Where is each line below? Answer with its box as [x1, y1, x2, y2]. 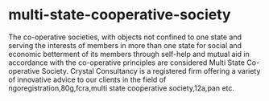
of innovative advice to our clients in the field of [8, 75, 167, 84]
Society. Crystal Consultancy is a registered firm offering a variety [41, 66, 261, 75]
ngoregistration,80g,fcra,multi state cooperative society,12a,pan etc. [8, 83, 235, 93]
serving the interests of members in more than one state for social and [8, 40, 242, 50]
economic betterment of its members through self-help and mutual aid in [8, 49, 250, 59]
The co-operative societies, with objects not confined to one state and [8, 32, 242, 42]
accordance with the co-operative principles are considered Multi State [8, 58, 246, 67]
